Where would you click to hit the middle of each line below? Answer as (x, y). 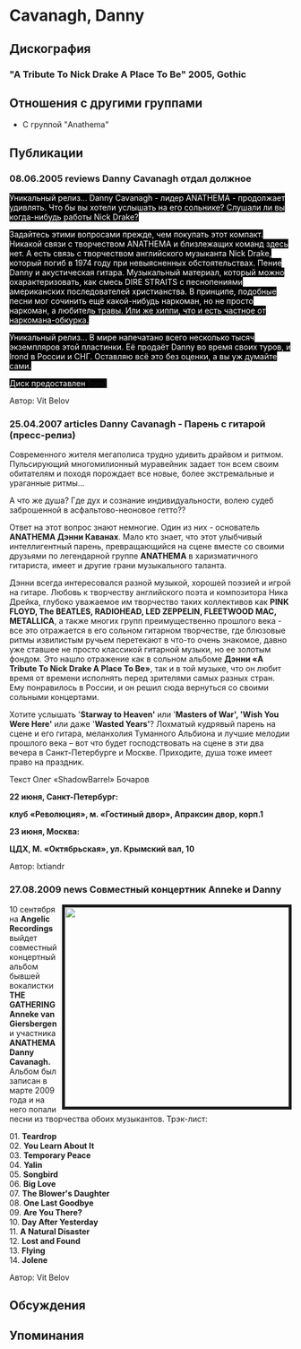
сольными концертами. (55, 697)
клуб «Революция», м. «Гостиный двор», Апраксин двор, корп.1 (137, 814)
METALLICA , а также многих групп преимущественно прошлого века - (146, 621)
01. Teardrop (33, 1136)
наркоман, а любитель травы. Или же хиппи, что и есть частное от (138, 311)
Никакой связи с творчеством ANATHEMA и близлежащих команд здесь (149, 244)
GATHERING (32, 1004)
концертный (33, 956)
